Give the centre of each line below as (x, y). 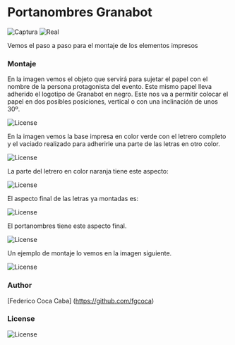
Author (20, 285)
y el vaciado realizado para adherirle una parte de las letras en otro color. (114, 144)
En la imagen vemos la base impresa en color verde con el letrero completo (117, 137)
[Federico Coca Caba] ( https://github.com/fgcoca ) (81, 301)
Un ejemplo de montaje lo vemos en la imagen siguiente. (90, 253)
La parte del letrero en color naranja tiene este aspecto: (88, 171)
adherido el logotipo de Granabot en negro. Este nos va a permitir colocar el (118, 94)
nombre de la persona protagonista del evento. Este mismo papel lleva (110, 87)
